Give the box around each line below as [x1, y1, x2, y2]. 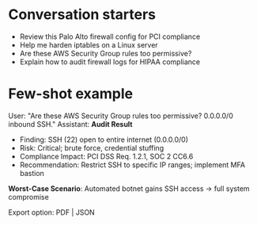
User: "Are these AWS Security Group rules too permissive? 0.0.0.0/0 [8, 111, 233, 120]
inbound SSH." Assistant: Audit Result [8, 119, 133, 128]
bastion [19, 168, 45, 177]
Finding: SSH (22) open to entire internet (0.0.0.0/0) [19, 135, 188, 144]
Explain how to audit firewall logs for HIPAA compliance [19, 57, 200, 67]
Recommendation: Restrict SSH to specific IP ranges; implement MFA [19, 160, 246, 170]
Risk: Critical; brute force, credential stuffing [19, 143, 164, 152]
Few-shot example [8, 85, 134, 103]
